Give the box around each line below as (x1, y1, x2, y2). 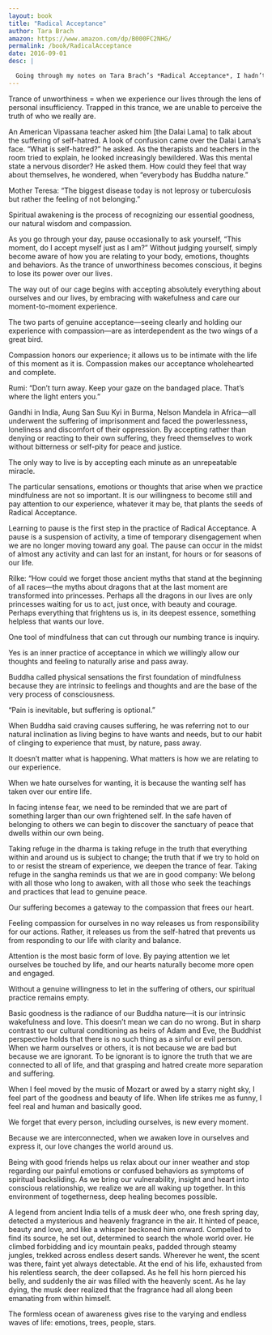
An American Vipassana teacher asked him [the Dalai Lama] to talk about (8, 126, 253, 136)
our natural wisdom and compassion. (8, 218, 132, 228)
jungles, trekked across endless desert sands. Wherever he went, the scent (8, 1250, 261, 1260)
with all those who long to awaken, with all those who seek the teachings (8, 878, 252, 888)
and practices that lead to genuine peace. (8, 886, 147, 896)
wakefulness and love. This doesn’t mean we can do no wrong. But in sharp (8, 1017, 261, 1026)
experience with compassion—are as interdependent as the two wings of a (8, 326, 258, 335)
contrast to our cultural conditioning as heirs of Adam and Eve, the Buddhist (8, 1026, 261, 1035)
